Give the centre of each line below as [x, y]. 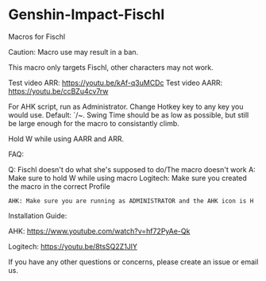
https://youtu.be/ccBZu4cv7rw [58, 91]
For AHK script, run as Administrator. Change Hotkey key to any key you [126, 106]
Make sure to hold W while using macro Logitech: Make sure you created [128, 178]
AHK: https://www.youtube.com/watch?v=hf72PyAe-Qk [99, 231]
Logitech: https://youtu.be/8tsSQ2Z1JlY [73, 246]
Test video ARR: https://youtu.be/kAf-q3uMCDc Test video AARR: [116, 83]
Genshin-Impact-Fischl [87, 15]
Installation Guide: [38, 215]
